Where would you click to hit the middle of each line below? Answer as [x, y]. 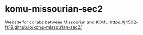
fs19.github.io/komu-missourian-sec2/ [43, 27]
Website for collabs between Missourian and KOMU [57, 22]
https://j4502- [124, 22]
